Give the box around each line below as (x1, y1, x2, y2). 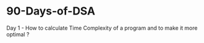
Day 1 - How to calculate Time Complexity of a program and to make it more (6, 24, 198, 31)
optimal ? (6, 30, 29, 38)
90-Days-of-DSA (6, 4, 96, 18)
